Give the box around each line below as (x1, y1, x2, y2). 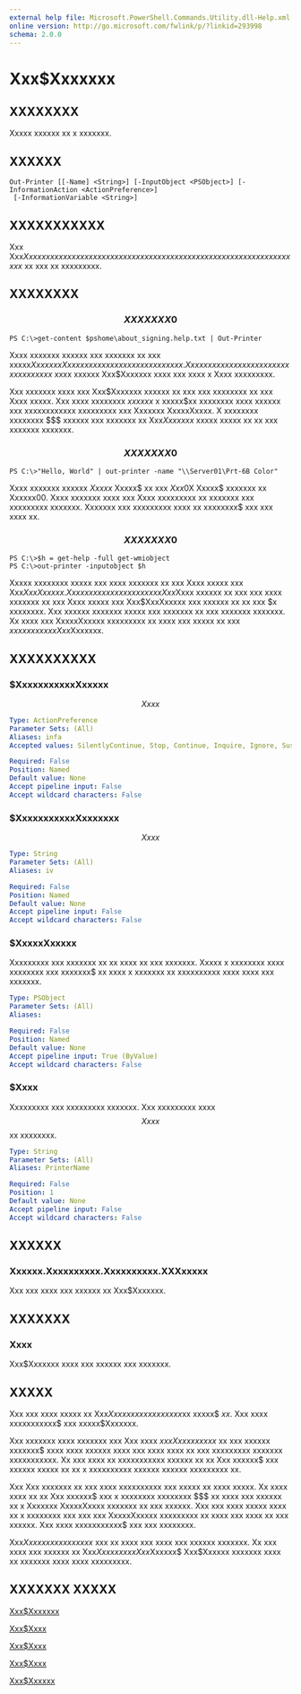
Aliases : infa (9, 732, 63, 741)
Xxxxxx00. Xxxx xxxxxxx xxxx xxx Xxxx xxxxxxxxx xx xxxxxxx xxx (9, 492, 254, 502)
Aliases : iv (9, 866, 54, 875)
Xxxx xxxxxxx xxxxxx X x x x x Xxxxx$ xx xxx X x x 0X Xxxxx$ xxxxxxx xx (9, 482, 267, 493)
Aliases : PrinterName (9, 1164, 90, 1173)
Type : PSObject (9, 993, 66, 1003)
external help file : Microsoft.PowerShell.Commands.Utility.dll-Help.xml (9, 13, 291, 22)
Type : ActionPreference (9, 715, 99, 725)
